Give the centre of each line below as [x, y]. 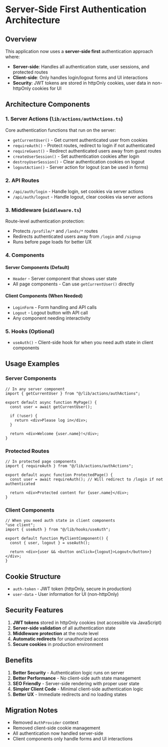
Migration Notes [31, 710]
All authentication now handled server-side [58, 733]
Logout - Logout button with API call [50, 312]
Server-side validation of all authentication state [64, 628]
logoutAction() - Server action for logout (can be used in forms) [80, 167]
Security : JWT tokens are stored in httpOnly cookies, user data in [82, 83]
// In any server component [35, 389]
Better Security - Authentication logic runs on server [68, 672]
